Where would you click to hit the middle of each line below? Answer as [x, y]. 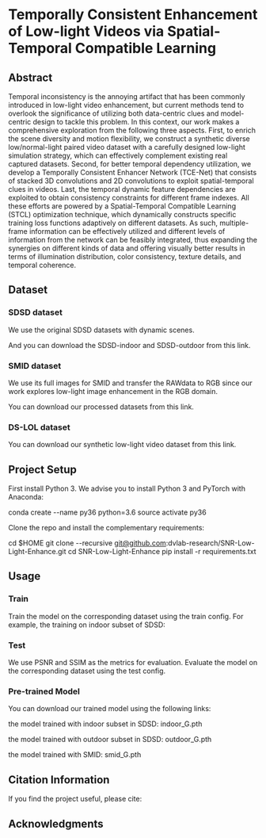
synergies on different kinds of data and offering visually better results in [127, 248]
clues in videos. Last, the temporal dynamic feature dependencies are [122, 189]
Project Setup [43, 469]
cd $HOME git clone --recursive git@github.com [87, 543]
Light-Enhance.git [37, 552]
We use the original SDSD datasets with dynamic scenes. [102, 330]
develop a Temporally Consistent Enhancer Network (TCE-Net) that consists [133, 172]
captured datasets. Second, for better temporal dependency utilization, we [130, 164]
